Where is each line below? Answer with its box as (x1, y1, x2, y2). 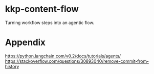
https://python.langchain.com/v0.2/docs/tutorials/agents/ (5, 53, 121, 59)
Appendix (5, 37, 45, 48)
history (5, 63, 20, 69)
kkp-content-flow (5, 3, 79, 15)
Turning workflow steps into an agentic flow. (5, 20, 94, 25)
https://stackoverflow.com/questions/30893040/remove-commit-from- (5, 58, 149, 64)
